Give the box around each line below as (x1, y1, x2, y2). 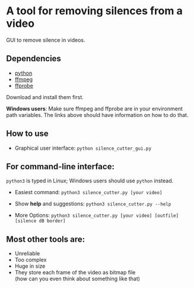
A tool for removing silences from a (6, 4, 183, 18)
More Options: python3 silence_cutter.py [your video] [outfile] (14, 212, 179, 219)
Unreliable (14, 250, 40, 257)
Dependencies (6, 53, 61, 64)
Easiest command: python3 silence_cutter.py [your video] (14, 189, 163, 196)
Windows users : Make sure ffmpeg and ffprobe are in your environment (6, 105, 183, 112)
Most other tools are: (6, 234, 85, 244)
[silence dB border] (14, 218, 66, 224)
